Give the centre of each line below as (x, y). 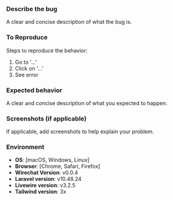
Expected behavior (34, 90)
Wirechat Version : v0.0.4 (46, 173)
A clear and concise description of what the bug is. (69, 22)
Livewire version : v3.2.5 (45, 185)
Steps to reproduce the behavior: (47, 50)
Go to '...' (26, 62)
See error (27, 75)
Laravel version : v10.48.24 (48, 179)
